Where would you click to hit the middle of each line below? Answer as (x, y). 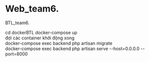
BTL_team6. (17, 23)
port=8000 (17, 54)
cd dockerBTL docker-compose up (41, 32)
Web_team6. (32, 9)
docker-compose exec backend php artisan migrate (59, 43)
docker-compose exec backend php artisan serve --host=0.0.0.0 (72, 48)
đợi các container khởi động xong (40, 38)
